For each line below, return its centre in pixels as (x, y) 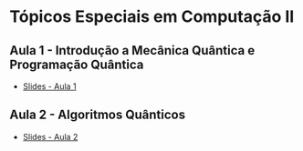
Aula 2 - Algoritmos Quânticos (97, 115)
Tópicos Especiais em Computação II (152, 17)
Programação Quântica (77, 64)
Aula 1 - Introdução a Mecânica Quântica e (132, 50)
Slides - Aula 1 (49, 86)
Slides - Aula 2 (50, 136)
